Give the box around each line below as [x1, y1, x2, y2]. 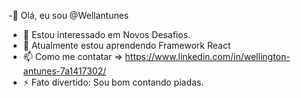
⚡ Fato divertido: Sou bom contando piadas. [22, 76, 205, 88]
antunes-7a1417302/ [22, 65, 107, 77]
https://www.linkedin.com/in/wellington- [124, 51, 291, 62]
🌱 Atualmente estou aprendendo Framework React [22, 40, 231, 51]
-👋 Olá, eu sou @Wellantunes [8, 10, 130, 21]
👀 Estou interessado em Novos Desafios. [22, 29, 191, 40]
